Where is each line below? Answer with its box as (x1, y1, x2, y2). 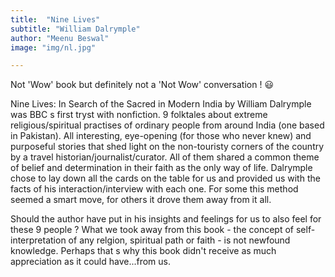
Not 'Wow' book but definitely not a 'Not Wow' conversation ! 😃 (10, 79, 274, 91)
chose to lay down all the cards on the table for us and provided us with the (10, 172, 321, 185)
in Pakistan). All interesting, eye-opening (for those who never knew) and (10, 130, 312, 142)
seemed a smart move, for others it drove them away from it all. (10, 194, 272, 206)
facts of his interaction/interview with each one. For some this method (10, 183, 299, 195)
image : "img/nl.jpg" (10, 42, 97, 53)
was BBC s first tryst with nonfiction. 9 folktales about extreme (10, 109, 268, 121)
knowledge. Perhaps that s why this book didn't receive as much (10, 245, 277, 257)
